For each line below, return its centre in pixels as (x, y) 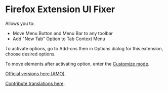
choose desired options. (30, 54)
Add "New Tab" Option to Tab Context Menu (59, 39)
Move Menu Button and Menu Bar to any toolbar (62, 33)
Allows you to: (20, 23)
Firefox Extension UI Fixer (60, 9)
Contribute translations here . (35, 83)
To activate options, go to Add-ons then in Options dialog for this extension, (84, 48)
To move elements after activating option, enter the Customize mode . (77, 64)
